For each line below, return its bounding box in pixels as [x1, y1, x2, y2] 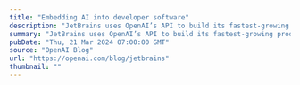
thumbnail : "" [9, 63, 62, 72]
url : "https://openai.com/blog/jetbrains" [9, 54, 170, 63]
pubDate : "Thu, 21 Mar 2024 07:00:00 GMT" [9, 37, 170, 47]
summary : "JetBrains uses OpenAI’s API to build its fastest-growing [9, 29, 274, 38]
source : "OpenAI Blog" [9, 46, 94, 55]
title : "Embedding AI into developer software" [9, 12, 190, 22]
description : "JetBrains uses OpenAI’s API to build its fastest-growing [9, 21, 290, 30]
